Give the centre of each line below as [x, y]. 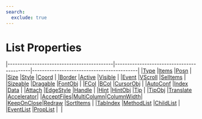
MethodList [138, 103]
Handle [83, 90]
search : [16, 12]
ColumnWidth [124, 97]
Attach [34, 90]
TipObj [157, 90]
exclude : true [29, 18]
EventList [19, 109]
